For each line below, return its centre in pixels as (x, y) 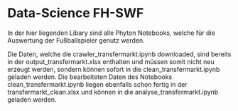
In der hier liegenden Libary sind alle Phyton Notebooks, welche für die (111, 33)
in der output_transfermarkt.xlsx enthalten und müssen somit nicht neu (111, 61)
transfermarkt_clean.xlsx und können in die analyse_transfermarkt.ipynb (113, 92)
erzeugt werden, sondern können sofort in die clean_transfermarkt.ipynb (114, 69)
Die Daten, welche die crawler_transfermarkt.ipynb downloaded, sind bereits (119, 54)
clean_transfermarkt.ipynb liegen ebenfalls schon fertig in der (98, 84)
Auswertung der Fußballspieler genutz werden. (76, 40)
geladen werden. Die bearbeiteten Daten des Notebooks (90, 77)
